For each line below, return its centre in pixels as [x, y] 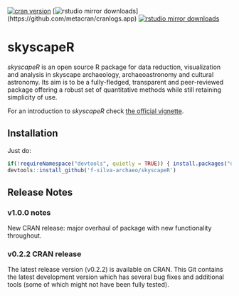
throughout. [25, 236]
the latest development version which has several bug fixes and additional [116, 277]
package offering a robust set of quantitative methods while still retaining [115, 90]
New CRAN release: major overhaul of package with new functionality [110, 228]
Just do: [20, 150]
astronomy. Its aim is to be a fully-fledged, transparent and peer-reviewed [116, 82]
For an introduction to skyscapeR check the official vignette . [96, 111]
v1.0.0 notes [29, 212]
